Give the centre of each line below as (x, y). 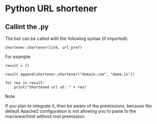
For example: (18, 57)
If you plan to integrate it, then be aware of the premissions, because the (78, 106)
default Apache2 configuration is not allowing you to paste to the (71, 111)
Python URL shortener (51, 9)
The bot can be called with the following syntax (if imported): (67, 38)
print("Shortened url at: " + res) (50, 87)
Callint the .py (27, 27)
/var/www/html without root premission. (45, 116)
